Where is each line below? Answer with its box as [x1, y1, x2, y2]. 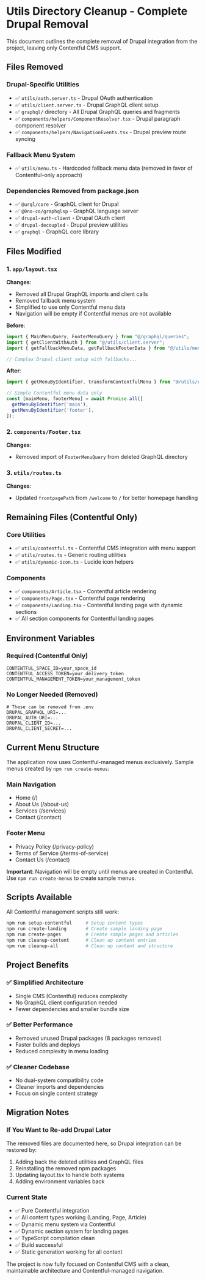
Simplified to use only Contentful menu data [15, 303, 126, 311]
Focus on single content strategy [15, 1089, 98, 1097]
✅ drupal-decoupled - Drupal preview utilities [15, 221, 128, 229]
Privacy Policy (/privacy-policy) [15, 843, 95, 850]
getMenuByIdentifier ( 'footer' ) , [12, 407, 95, 413]
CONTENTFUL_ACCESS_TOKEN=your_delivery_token [6, 670, 124, 676]
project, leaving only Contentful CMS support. [6, 44, 122, 51]
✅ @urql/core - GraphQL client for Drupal [15, 200, 119, 208]
